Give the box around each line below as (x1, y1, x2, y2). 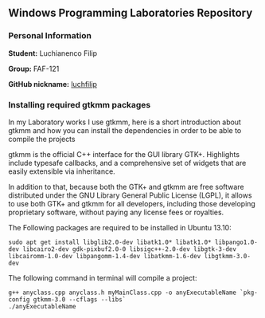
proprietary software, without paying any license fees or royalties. (8, 207, 224, 217)
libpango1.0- (214, 238, 259, 246)
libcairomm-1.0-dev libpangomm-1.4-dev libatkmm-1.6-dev (8, 252, 201, 260)
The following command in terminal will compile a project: (8, 273, 197, 282)
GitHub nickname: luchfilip (8, 79, 98, 88)
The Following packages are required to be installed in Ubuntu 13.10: (8, 222, 232, 232)
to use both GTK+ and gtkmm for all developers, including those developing (8, 198, 256, 208)
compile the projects (8, 134, 76, 143)
